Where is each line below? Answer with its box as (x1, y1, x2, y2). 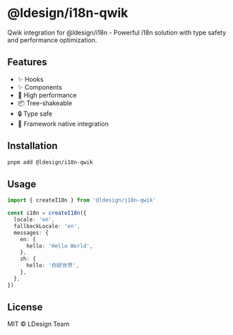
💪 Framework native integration (17, 119, 109, 128)
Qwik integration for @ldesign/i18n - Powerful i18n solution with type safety (7, 28, 227, 37)
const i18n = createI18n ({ (7, 209, 87, 217)
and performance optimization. (7, 35, 97, 44)
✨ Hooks (17, 75, 44, 83)
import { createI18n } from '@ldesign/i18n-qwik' (7, 197, 157, 204)
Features (7, 56, 47, 68)
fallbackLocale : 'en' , (13, 222, 80, 230)
